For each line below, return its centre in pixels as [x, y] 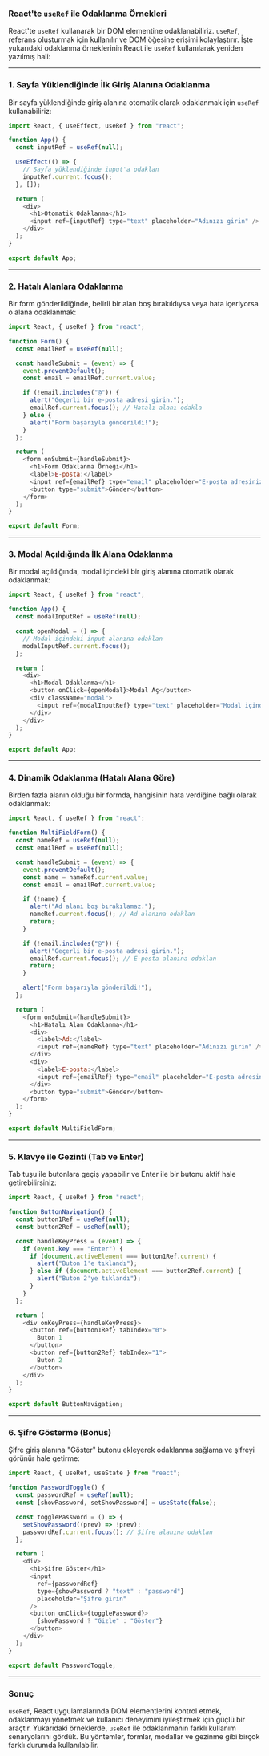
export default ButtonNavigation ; [66, 1405]
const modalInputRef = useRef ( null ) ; [78, 617]
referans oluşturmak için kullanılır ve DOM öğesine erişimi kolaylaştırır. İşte [131, 39]
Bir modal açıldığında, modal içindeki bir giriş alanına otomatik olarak [121, 572]
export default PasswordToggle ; [62, 1665]
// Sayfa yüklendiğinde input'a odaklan [91, 170]
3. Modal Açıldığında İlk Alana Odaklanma [91, 554]
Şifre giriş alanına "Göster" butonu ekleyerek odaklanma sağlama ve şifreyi [131, 1450]
